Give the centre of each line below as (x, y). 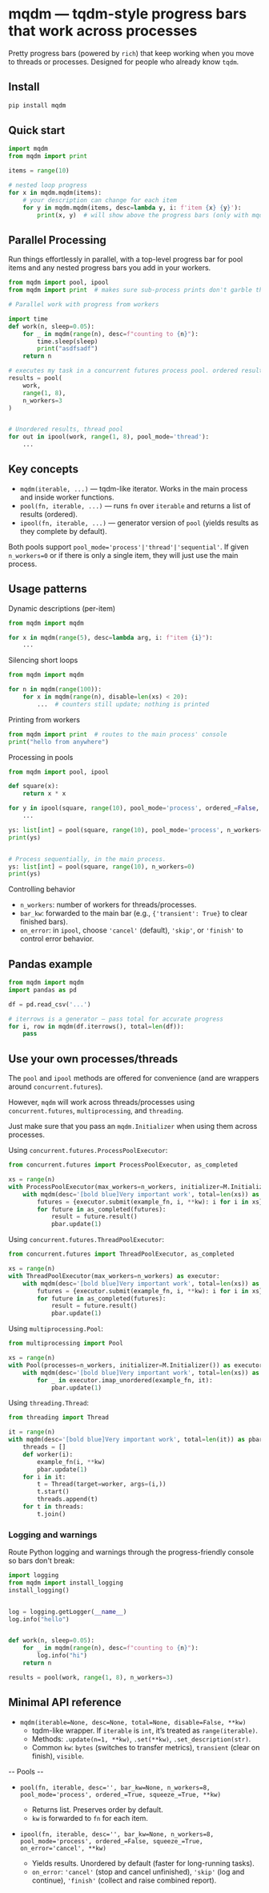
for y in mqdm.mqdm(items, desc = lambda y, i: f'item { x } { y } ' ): (132, 208)
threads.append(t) (68, 1499)
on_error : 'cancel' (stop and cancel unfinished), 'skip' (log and (138, 1871)
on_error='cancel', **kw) (63, 1848)
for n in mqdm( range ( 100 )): (55, 690)
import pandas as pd (43, 990)
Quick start (37, 130)
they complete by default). (63, 531)
